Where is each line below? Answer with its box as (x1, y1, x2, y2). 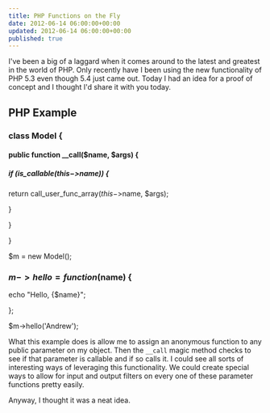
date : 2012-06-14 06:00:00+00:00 (8, 19, 121, 27)
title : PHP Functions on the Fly (8, 11, 121, 20)
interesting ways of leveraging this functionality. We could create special (8, 363, 250, 373)
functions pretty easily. (8, 380, 85, 390)
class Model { (8, 130, 63, 141)
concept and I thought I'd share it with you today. (8, 82, 172, 92)
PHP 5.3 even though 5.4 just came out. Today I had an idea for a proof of (8, 74, 253, 83)
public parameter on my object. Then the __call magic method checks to (8, 345, 251, 356)
